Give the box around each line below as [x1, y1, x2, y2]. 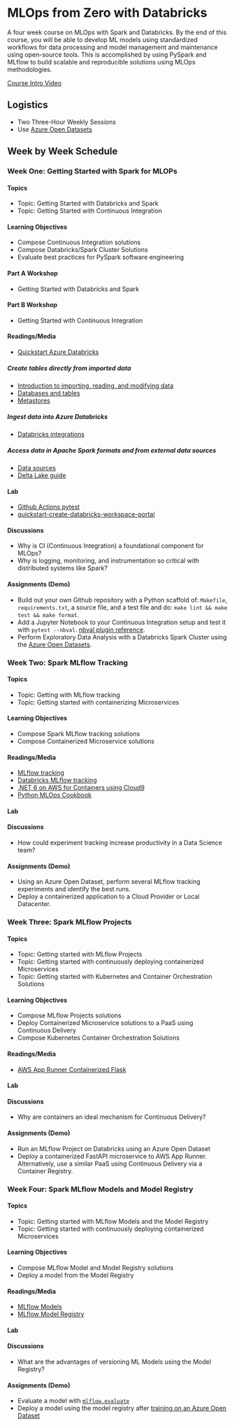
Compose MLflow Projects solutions [17, 1011, 122, 1019]
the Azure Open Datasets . [17, 640, 92, 649]
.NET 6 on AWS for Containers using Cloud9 [17, 784, 145, 792]
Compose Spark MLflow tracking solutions [17, 729, 140, 737]
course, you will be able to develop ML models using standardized [7, 35, 198, 43]
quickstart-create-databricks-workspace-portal [17, 510, 155, 518]
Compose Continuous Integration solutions [17, 238, 141, 246]
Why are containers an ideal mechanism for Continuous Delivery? [17, 1113, 206, 1121]
